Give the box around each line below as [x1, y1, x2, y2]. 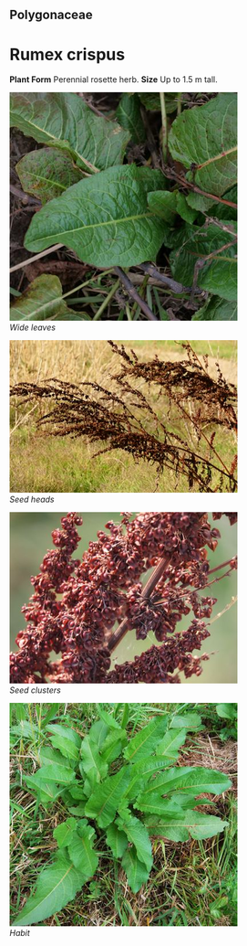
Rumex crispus [9, 44, 126, 65]
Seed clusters [9, 685, 61, 696]
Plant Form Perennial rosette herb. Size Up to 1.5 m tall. [9, 74, 219, 85]
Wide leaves [9, 322, 57, 333]
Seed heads [9, 494, 55, 505]
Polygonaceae [9, 7, 93, 23]
